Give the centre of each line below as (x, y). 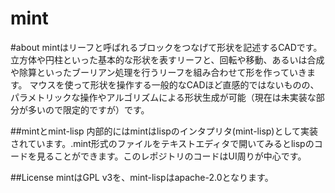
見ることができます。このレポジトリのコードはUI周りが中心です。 (171, 156)
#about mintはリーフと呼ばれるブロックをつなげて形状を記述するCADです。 (166, 47)
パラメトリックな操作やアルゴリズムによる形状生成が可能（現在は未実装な (163, 97)
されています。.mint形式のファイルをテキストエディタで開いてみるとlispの (162, 143)
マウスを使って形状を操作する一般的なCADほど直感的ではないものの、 (174, 84)
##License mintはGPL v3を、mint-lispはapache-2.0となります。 (142, 177)
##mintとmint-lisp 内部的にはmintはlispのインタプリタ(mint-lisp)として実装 (164, 131)
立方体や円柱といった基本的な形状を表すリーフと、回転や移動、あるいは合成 (167, 59)
